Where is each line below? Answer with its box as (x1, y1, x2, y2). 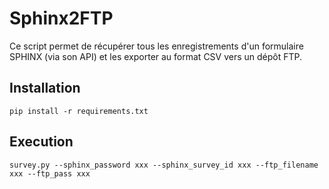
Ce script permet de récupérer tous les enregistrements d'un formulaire (9, 40, 304, 52)
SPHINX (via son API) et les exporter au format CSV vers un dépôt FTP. (9, 50, 303, 62)
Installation (9, 80, 81, 97)
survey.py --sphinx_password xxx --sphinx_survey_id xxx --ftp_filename (9, 160, 319, 170)
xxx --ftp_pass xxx (9, 168, 91, 179)
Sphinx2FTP (9, 7, 114, 30)
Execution (9, 133, 74, 151)
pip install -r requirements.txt (9, 106, 149, 116)
